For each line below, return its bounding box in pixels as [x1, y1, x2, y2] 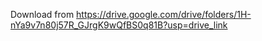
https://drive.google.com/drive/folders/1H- [76, 9, 252, 20]
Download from [10, 9, 75, 20]
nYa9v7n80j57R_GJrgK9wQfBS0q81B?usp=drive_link [10, 19, 228, 31]
